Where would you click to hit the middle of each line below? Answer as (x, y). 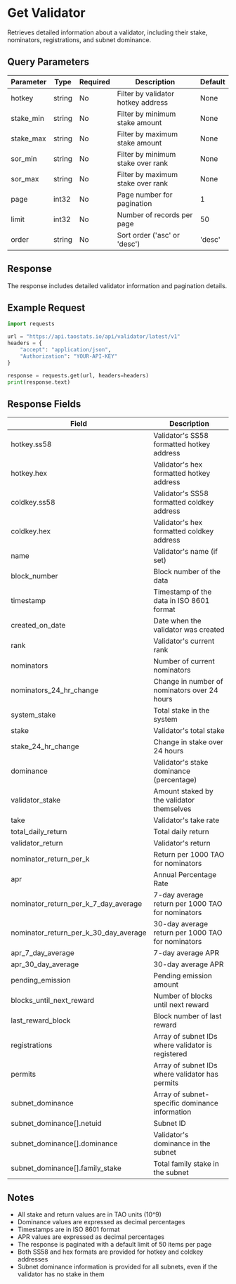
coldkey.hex (31, 531)
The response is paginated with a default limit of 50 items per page (114, 1244)
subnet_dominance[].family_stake (66, 1168)
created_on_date (38, 625)
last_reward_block (41, 1020)
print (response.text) (39, 382)
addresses (33, 1259)
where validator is (183, 1045)
